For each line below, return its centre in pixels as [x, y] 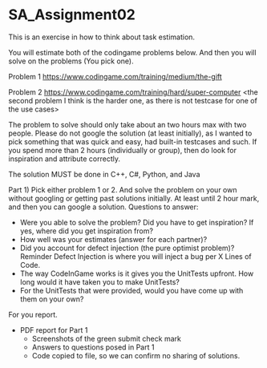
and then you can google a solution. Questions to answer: [103, 207]
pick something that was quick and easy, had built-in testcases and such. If [133, 141]
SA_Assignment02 [72, 15]
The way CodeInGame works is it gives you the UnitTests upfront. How [137, 273]
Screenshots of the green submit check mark [107, 338]
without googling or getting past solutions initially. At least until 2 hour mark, [134, 198]
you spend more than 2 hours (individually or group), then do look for [122, 150]
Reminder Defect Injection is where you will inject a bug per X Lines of [136, 256]
